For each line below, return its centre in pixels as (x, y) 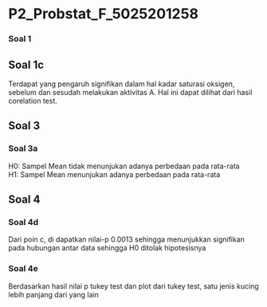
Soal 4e (23, 269)
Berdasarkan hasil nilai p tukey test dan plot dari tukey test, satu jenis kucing (133, 286)
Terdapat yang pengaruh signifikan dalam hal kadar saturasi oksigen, (122, 84)
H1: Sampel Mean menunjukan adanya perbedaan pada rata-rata (114, 174)
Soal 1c (26, 65)
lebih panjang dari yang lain (54, 294)
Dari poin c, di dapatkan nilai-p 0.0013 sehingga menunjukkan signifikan (127, 239)
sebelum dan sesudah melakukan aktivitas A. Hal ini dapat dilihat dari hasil (130, 92)
